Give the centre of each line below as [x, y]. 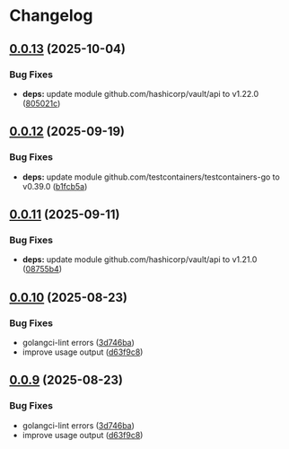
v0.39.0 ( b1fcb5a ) [55, 186]
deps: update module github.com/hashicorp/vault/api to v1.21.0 [140, 260]
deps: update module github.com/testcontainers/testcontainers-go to [151, 177]
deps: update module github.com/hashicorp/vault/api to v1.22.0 [140, 93]
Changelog [51, 16]
